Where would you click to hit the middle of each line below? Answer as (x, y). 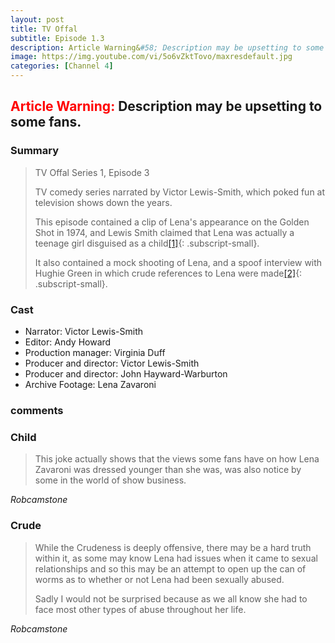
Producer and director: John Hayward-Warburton (126, 373)
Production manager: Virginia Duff (95, 352)
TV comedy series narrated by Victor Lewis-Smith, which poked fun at (180, 192)
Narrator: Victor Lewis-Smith (83, 331)
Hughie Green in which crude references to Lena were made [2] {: (168, 273)
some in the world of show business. (110, 480)
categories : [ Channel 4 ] (62, 66)
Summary (35, 151)
